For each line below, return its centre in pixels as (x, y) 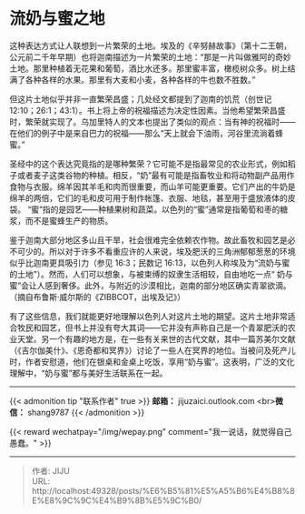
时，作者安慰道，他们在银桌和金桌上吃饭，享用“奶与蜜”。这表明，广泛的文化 (152, 361)
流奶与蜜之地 (58, 19)
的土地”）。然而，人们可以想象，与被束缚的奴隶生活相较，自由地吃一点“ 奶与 (151, 274)
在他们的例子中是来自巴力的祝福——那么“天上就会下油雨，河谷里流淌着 (143, 133)
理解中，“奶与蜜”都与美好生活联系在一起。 (89, 373)
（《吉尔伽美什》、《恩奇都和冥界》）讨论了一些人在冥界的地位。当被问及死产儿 (152, 350)
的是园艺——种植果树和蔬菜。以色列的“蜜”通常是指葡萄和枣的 (165, 209)
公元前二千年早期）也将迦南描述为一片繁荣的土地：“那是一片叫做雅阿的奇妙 (151, 56)
